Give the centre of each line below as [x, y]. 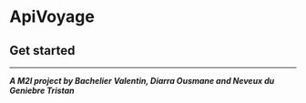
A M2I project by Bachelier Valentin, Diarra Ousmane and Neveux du [142, 81]
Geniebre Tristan [42, 90]
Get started [42, 51]
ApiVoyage [52, 17]
